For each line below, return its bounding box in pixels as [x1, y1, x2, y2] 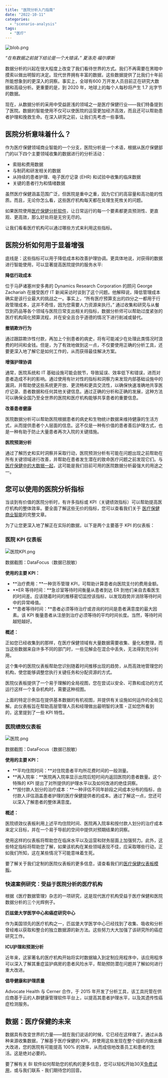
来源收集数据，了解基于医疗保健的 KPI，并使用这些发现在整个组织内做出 [9, 1038, 158, 1044]
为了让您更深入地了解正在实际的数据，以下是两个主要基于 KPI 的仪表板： [5, 522, 155, 528]
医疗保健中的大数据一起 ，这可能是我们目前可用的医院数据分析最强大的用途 [5, 462, 158, 468]
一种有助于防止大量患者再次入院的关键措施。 [9, 428, 101, 435]
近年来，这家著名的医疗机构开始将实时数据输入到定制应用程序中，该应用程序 [5, 954, 163, 960]
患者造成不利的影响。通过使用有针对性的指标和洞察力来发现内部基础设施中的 [5, 375, 163, 382]
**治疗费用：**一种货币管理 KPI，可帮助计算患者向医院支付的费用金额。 [12, 580, 161, 586]
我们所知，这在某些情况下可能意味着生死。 [9, 850, 97, 856]
